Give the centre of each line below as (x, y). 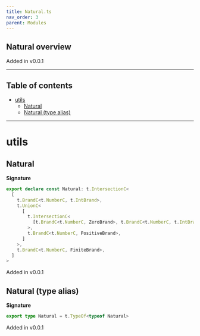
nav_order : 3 (22, 17)
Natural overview (39, 47)
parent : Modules (26, 23)
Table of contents (39, 85)
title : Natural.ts (29, 12)
